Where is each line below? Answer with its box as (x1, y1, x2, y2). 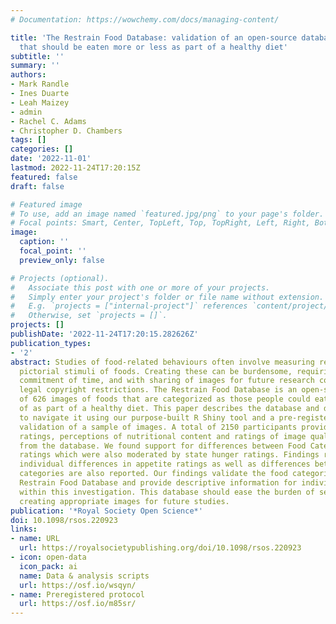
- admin (10, 107, 43, 117)
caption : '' (19, 237, 70, 247)
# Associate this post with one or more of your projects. (10, 282, 271, 293)
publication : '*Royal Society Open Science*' (10, 506, 203, 516)
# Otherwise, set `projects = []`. (10, 311, 168, 321)
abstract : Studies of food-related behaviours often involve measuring (10, 357, 315, 367)
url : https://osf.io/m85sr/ (19, 599, 137, 609)
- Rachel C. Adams (10, 116, 87, 126)
